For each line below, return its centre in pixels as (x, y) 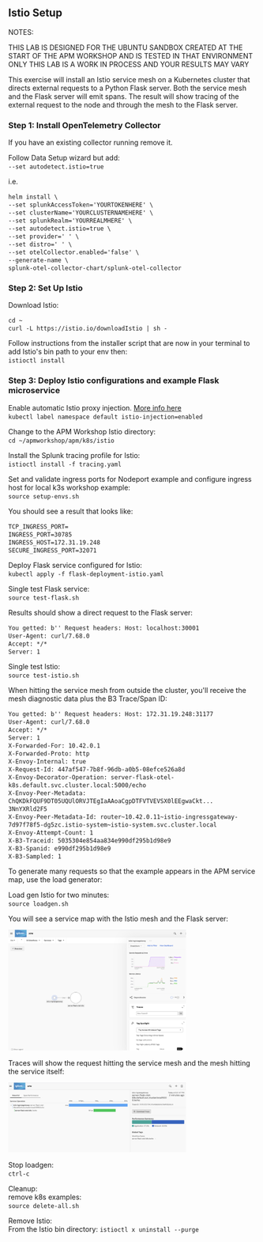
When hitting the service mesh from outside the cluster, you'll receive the (127, 690)
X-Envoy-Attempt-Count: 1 (51, 833)
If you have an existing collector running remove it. (90, 142)
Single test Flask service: (49, 589)
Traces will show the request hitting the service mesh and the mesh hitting (129, 1063)
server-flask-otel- (143, 777)
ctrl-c (19, 1174)
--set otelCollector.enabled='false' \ (74, 252)
